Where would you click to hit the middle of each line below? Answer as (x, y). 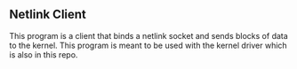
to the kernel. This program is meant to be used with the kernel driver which (148, 45)
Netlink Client (48, 15)
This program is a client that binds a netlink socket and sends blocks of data (149, 35)
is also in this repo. (44, 54)
